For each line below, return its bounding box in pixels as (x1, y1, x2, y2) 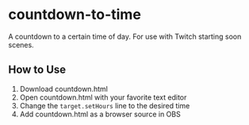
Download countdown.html (19, 84, 109, 93)
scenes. (8, 40, 34, 49)
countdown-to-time (8, 6, 141, 24)
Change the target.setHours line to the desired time (19, 100, 190, 110)
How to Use (8, 63, 67, 77)
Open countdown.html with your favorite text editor (19, 93, 187, 102)
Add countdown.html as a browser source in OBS (19, 109, 181, 119)
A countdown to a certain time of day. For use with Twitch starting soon (8, 32, 242, 41)
